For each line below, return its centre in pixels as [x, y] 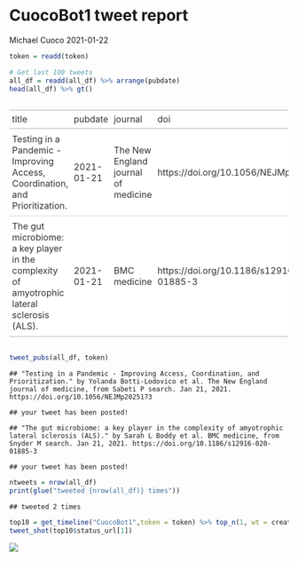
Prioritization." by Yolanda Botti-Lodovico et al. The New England [138, 382]
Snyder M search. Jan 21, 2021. [69, 444]
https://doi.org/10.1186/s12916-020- [202, 444]
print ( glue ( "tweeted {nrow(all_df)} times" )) [94, 491]
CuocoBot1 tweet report [99, 16]
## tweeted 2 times [45, 507]
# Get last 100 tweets [51, 72]
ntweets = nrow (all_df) [53, 483]
